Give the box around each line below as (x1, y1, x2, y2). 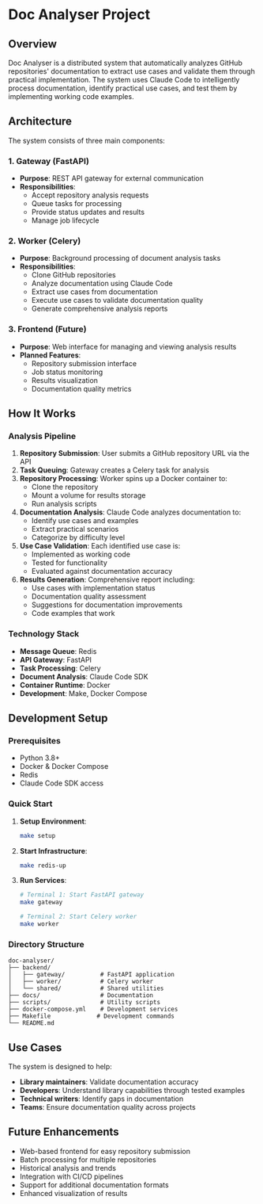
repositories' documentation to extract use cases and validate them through (8, 67, 255, 76)
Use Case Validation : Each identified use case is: (19, 541, 181, 551)
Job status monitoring (31, 367, 103, 376)
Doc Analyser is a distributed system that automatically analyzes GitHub (8, 58, 242, 67)
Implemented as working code (31, 549, 130, 560)
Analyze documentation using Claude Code (31, 279, 174, 289)
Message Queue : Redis (19, 646, 97, 656)
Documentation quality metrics (31, 384, 132, 393)
